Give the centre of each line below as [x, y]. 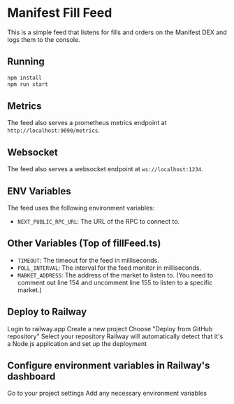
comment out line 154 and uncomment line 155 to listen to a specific [115, 282]
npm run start [28, 84]
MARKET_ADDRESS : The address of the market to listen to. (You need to [115, 275]
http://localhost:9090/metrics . [53, 130]
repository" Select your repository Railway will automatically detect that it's [115, 336]
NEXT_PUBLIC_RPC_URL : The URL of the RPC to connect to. [98, 221]
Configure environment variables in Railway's [109, 365]
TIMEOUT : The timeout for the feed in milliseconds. [88, 260]
